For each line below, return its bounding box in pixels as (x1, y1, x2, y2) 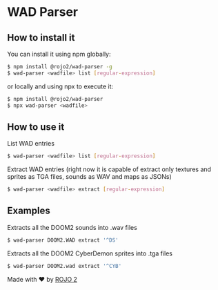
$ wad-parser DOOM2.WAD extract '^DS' (7, 236, 119, 244)
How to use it (7, 121, 65, 133)
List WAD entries (7, 139, 55, 148)
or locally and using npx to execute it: (7, 82, 114, 90)
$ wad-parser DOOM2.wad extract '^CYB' (7, 262, 122, 269)
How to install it (7, 32, 75, 43)
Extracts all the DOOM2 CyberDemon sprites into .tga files (7, 249, 173, 258)
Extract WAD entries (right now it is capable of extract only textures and (7, 165, 212, 173)
